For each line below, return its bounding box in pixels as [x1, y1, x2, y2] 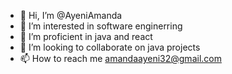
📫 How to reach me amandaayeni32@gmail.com [19, 53, 222, 64]
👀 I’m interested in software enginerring [19, 20, 183, 32]
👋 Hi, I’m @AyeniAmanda [19, 10, 123, 21]
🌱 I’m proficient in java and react [19, 31, 153, 42]
